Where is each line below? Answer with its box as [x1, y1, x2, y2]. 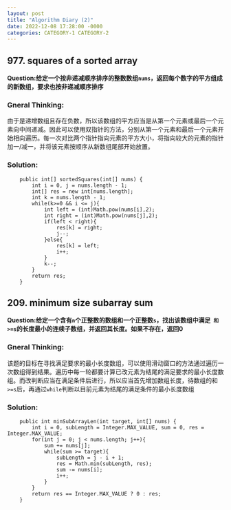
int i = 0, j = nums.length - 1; [32, 182, 128, 189]
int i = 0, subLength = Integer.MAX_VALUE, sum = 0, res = [32, 425, 205, 431]
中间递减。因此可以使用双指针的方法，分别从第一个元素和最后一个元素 [19, 125, 218, 134]
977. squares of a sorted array [7, 54, 138, 66]
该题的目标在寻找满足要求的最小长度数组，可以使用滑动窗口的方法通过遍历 [7, 359, 218, 367]
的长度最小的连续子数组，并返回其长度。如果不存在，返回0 [16, 325, 184, 333]
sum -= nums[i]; [56, 467, 103, 473]
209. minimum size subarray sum [7, 297, 153, 309]
